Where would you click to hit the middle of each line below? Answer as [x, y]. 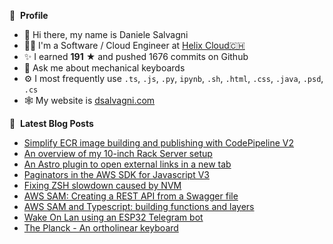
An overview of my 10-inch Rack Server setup [118, 153]
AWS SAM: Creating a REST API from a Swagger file [131, 196]
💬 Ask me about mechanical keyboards [104, 68]
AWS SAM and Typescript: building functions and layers [139, 206]
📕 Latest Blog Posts [51, 123]
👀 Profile [29, 15]
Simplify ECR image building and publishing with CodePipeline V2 [159, 143]
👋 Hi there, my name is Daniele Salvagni [106, 34]
